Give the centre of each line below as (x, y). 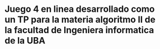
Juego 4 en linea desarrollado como (80, 9)
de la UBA (25, 41)
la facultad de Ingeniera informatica (79, 30)
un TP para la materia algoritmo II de (80, 20)
